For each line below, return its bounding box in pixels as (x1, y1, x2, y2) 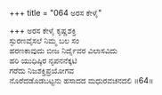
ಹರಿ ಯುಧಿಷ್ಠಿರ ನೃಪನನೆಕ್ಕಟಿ (9, 55, 77, 66)
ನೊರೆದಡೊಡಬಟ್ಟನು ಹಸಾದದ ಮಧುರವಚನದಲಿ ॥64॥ (9, 75, 154, 85)
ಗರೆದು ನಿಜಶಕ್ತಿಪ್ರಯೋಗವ (9, 66, 74, 75)
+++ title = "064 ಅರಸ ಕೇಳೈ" (9, 8, 102, 18)
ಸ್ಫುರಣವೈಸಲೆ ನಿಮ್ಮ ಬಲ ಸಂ (9, 36, 80, 45)
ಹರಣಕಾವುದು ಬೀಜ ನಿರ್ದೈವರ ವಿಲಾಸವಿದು (9, 45, 118, 56)
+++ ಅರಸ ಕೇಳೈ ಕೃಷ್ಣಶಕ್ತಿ (9, 26, 77, 36)
